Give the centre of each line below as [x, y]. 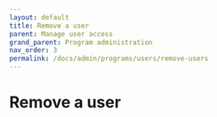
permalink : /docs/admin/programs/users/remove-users [109, 58]
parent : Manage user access [61, 34]
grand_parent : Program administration [81, 42]
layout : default [39, 17]
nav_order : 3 [33, 51]
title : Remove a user [49, 26]
